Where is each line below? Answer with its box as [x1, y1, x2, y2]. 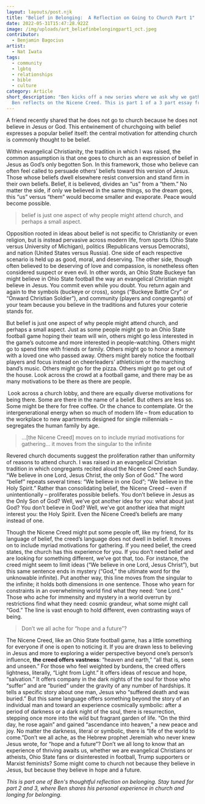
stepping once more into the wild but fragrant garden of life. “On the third [6, 714, 190, 722]
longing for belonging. [6, 791, 62, 798]
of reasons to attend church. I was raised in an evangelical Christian [6, 458, 177, 465]
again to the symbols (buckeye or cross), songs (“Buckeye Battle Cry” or [6, 288, 189, 295]
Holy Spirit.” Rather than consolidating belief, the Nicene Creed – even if [6, 484, 187, 492]
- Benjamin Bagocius [12, 37, 64, 43]
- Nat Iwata [12, 49, 43, 55]
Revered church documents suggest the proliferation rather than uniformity [6, 452, 195, 459]
